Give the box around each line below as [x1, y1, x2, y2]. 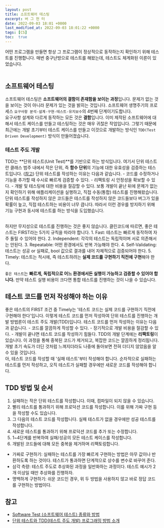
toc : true [5, 35, 27, 40]
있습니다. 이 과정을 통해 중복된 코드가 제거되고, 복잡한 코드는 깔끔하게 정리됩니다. [5, 337, 159, 343]
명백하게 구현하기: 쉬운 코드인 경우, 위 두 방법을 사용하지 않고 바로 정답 [12, 475, 147, 482]
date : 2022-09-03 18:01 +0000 [5, 21, 67, 26]
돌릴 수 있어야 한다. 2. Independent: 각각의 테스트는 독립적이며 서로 [10, 235, 140, 241]
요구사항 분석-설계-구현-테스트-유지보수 [14, 109, 82, 114]
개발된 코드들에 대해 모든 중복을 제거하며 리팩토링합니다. [12, 440, 120, 446]
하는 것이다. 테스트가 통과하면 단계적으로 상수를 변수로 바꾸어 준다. [29, 457, 156, 463]
